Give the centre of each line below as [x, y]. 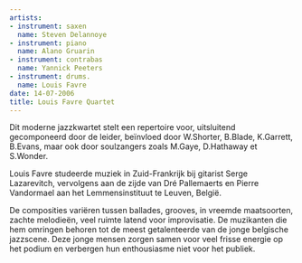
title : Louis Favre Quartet [62, 102]
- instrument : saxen [48, 26]
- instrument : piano [48, 43]
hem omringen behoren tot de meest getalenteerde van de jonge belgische [149, 230]
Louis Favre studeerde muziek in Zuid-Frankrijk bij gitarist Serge [129, 174]
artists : [26, 18]
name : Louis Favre [52, 85]
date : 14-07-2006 [42, 93]
